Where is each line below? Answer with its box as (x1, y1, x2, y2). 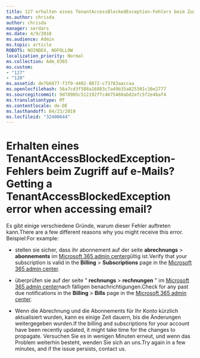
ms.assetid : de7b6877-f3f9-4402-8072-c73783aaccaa (6, 81, 135, 87)
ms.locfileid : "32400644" (6, 114, 70, 120)
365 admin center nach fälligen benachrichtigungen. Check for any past (14, 283, 189, 290)
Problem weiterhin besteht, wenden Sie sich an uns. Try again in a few (14, 339, 186, 346)
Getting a (6, 177, 52, 191)
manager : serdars (6, 25, 49, 32)
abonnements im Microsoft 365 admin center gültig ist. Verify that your (14, 253, 187, 260)
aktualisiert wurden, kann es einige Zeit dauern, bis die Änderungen (14, 313, 182, 321)
